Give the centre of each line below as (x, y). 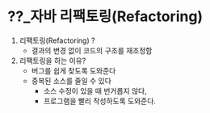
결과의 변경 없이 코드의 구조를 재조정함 (92, 50)
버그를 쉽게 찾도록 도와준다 (73, 70)
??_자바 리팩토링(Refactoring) (105, 17)
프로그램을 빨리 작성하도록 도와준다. (100, 101)
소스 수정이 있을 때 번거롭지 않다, (95, 90)
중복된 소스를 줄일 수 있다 (71, 81)
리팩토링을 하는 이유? (52, 61)
